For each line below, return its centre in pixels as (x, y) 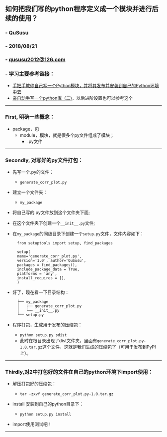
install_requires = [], (42, 278)
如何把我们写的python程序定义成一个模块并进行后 (82, 9)
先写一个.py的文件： (33, 172)
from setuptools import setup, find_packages (65, 243)
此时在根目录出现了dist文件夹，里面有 (58, 341)
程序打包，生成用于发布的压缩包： (47, 325)
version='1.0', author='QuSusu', (52, 261)
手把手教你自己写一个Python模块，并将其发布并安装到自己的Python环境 (85, 86)
